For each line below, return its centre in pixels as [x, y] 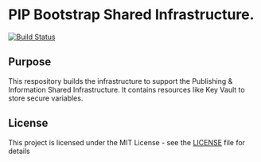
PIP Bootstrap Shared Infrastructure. [131, 15]
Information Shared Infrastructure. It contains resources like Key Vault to [127, 89]
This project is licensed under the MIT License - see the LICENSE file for [127, 142]
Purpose [30, 62]
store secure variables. [46, 98]
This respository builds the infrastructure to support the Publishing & [121, 81]
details [19, 151]
